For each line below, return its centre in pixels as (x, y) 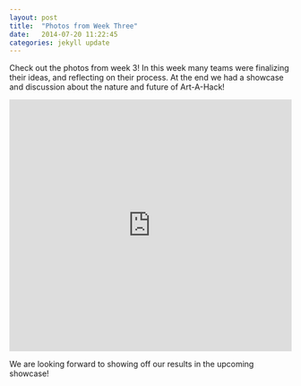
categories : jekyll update (60, 43)
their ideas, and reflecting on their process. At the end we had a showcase (146, 78)
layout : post (34, 17)
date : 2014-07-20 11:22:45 (64, 34)
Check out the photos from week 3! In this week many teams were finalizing (149, 68)
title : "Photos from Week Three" (74, 26)
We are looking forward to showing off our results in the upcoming (132, 365)
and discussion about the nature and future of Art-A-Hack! (117, 87)
